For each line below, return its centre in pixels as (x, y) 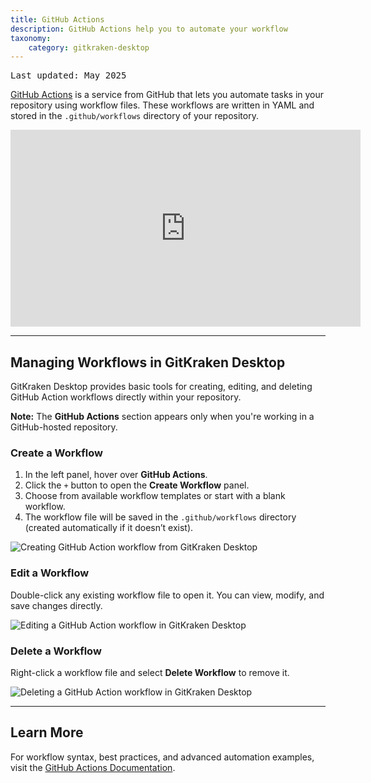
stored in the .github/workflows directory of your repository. (134, 116)
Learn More (47, 732)
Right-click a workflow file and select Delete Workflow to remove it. (150, 672)
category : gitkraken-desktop (89, 47)
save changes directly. (56, 605)
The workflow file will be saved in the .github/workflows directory (160, 517)
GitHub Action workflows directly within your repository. (126, 397)
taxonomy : (31, 38)
